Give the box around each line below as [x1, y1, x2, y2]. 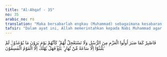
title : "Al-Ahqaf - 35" [5, 7, 55, 12]
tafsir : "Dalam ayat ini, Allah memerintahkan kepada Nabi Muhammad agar [5, 26, 162, 31]
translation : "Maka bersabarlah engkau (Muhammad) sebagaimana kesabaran [5, 21, 162, 26]
